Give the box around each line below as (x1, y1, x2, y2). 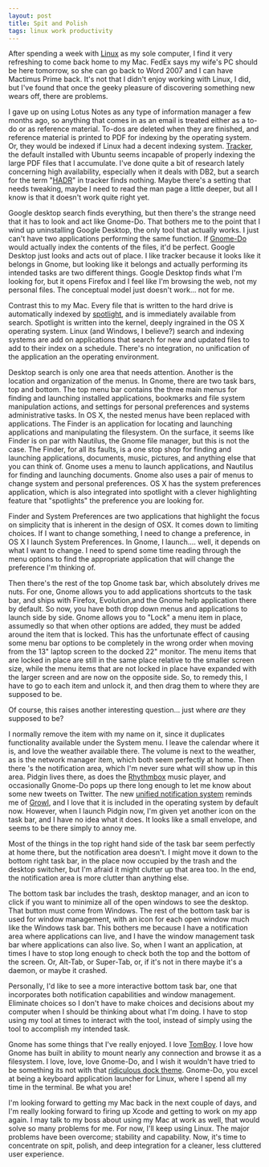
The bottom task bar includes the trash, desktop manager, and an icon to (8, 889, 250, 898)
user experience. (8, 1149, 64, 1159)
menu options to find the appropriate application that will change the (8, 555, 235, 564)
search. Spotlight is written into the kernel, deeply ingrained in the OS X (8, 318, 245, 328)
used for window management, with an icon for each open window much (8, 914, 251, 924)
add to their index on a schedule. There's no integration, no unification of (8, 344, 251, 353)
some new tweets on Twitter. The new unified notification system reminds (8, 790, 253, 799)
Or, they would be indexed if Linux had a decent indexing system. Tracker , (8, 142, 253, 151)
